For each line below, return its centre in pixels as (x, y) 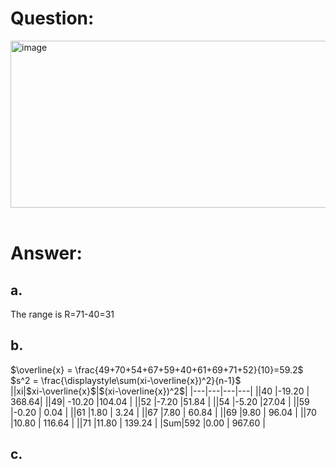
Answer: (46, 253)
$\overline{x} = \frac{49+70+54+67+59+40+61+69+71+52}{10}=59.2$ (157, 369)
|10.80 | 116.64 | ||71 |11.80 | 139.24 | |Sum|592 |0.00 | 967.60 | (138, 423)
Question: (52, 18)
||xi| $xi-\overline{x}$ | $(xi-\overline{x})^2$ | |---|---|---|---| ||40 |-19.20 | (160, 391)
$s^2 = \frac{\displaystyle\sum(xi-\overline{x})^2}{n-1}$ (126, 380)
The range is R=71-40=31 (62, 314)
